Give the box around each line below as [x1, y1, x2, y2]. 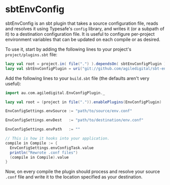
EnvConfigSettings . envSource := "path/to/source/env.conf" [5, 109, 133, 114]
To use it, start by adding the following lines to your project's [5, 46, 132, 52]
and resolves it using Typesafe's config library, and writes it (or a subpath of [5, 25, 164, 31]
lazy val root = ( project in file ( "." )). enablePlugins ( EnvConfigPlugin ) [5, 100, 162, 105]
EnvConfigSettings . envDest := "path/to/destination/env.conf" [5, 118, 144, 123]
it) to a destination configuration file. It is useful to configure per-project [5, 31, 155, 37]
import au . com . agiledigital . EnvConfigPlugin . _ [5, 90, 105, 96]
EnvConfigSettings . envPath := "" [5, 127, 80, 132]
